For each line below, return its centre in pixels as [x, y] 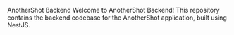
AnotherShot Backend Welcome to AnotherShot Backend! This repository [113, 10]
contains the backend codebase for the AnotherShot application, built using [117, 17]
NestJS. [19, 25]
